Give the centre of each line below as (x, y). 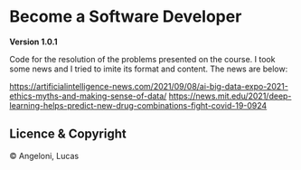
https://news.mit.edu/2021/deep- (230, 96)
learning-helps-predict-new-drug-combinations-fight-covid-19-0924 (138, 105)
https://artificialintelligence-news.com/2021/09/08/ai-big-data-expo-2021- (149, 86)
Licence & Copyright (68, 134)
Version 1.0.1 (33, 42)
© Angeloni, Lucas (44, 156)
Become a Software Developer (126, 17)
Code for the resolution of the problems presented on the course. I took (142, 59)
